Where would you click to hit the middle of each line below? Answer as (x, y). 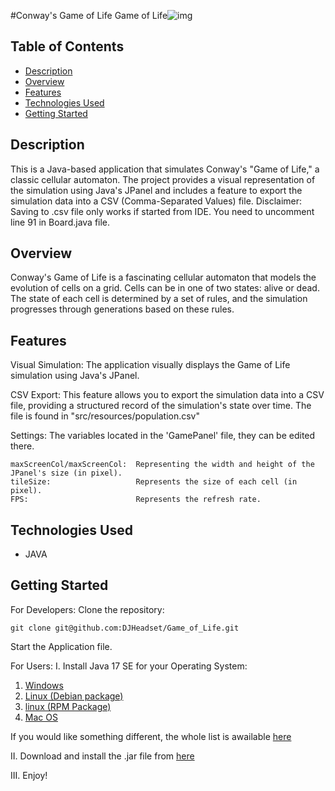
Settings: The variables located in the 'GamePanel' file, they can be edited (163, 436)
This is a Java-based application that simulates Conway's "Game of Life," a (165, 169)
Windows (44, 685)
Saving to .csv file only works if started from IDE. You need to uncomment (162, 211)
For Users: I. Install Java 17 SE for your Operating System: (129, 666)
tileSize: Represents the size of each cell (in (154, 482)
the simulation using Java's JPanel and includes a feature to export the (156, 190)
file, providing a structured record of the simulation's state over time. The (161, 406)
